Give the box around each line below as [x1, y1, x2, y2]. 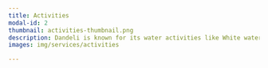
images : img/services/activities [8, 41, 120, 49]
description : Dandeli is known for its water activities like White [8, 33, 241, 42]
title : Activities [8, 11, 69, 20]
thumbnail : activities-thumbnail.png [8, 26, 134, 34]
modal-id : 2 [8, 19, 48, 27]
